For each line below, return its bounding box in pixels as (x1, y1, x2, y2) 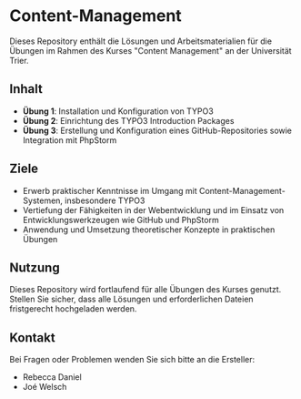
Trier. (9, 55, 29, 66)
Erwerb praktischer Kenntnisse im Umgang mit (22, 185, 197, 196)
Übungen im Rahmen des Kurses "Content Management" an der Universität (9, 45, 293, 56)
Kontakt (9, 330, 56, 345)
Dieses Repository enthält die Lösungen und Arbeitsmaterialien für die (9, 36, 273, 46)
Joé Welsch (22, 382, 67, 393)
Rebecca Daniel (22, 372, 82, 383)
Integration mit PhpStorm (22, 134, 117, 146)
